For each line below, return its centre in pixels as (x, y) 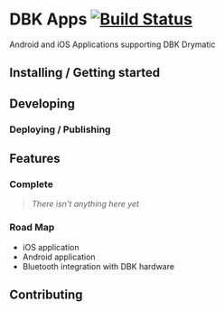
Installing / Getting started (85, 73)
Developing (42, 104)
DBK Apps (48, 19)
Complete (32, 184)
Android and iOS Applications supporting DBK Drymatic (112, 44)
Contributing (46, 295)
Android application (59, 257)
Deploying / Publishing (60, 129)
